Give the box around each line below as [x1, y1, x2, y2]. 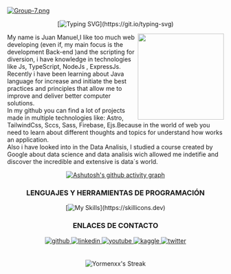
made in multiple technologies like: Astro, [7, 114, 124, 122]
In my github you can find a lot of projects [7, 107, 126, 114]
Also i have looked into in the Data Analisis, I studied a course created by [7, 143, 213, 151]
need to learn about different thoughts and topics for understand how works [7, 128, 223, 136]
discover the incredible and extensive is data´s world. [7, 158, 158, 165]
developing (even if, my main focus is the [7, 41, 124, 48]
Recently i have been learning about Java [7, 70, 124, 78]
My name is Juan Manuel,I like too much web [7, 33, 135, 41]
